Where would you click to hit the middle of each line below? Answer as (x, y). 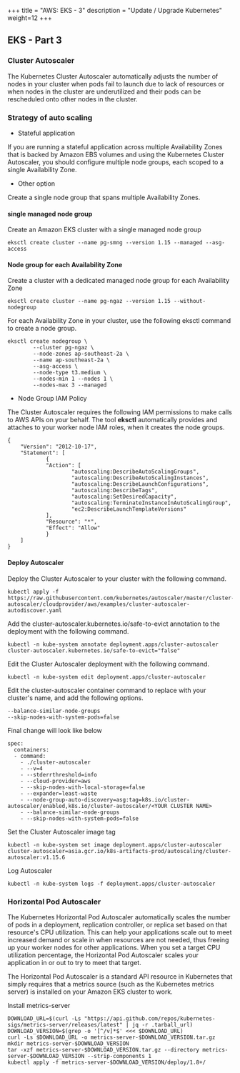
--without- (190, 301)
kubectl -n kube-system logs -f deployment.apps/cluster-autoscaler (111, 884)
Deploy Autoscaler (36, 562)
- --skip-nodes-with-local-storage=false (82, 787)
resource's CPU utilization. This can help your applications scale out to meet (120, 932)
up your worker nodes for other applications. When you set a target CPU (114, 947)
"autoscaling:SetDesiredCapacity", (124, 497)
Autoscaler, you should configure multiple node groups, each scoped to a (115, 162)
